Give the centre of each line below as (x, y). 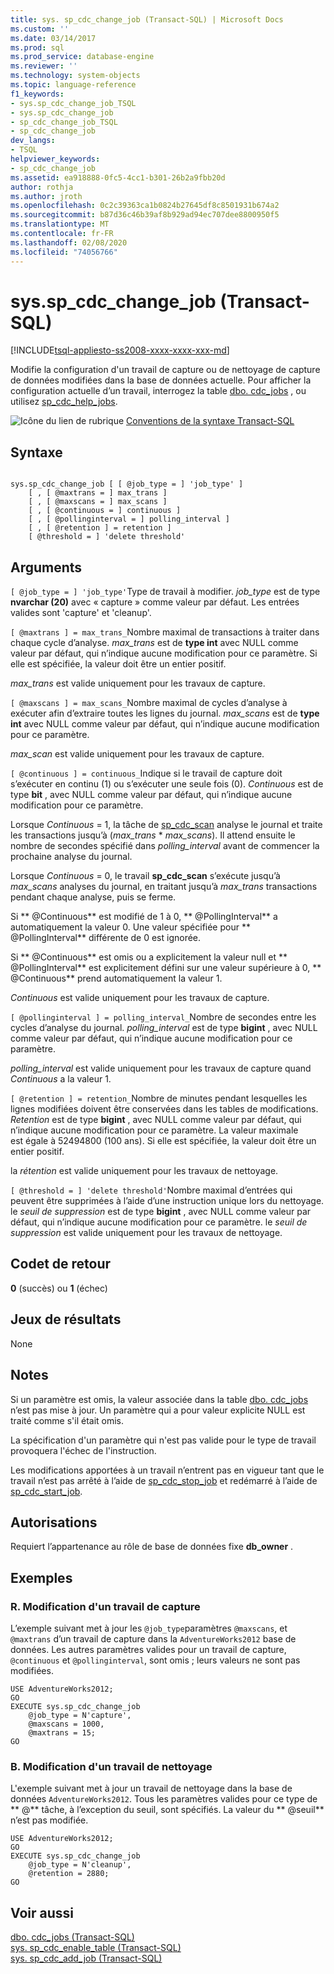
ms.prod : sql (37, 47)
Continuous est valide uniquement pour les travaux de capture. (140, 998)
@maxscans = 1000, (66, 1724)
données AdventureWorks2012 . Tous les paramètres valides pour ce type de (164, 1799)
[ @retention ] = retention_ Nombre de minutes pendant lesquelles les (159, 1098)
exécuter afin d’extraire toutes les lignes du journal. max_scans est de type (165, 713)
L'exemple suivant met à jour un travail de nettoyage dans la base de (151, 1788)
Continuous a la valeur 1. (61, 1079)
